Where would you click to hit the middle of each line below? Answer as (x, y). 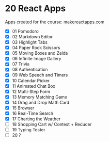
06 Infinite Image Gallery (37, 59)
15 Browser (23, 108)
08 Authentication (30, 70)
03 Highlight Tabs (30, 42)
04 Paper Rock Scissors (36, 48)
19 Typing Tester (29, 130)
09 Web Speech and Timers (40, 75)
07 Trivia (21, 64)
